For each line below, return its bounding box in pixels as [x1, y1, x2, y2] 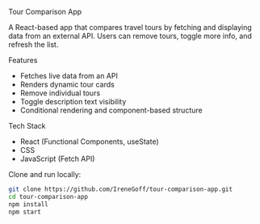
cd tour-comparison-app [8, 192, 89, 201]
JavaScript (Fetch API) [19, 154, 95, 163]
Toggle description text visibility [19, 97, 127, 106]
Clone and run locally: [8, 170, 82, 179]
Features [8, 56, 38, 65]
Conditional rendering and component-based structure [19, 105, 203, 115]
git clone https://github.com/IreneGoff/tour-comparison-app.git [8, 185, 233, 193]
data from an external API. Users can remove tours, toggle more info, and [8, 32, 253, 40]
